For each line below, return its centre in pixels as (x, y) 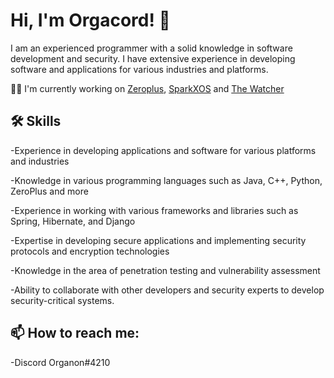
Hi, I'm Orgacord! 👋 (90, 20)
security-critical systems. (62, 300)
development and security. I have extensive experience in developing (153, 58)
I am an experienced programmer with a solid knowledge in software (151, 48)
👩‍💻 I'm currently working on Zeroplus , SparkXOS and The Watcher (147, 88)
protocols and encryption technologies (90, 251)
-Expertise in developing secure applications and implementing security (158, 240)
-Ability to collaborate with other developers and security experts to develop (167, 290)
